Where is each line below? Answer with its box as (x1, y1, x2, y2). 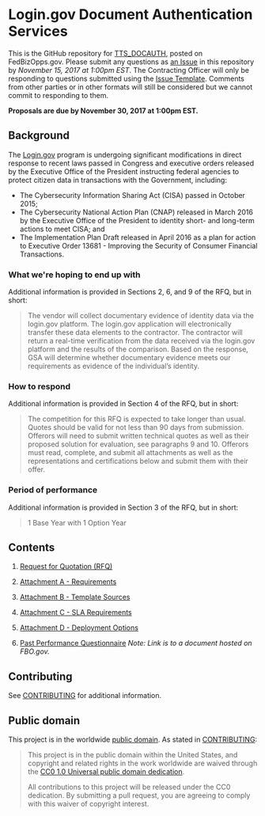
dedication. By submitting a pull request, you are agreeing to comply (27, 791, 251, 800)
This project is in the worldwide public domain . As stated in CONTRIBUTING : (8, 734, 258, 745)
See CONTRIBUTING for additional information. (8, 691, 162, 700)
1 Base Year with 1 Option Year (27, 518, 127, 527)
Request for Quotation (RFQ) (19, 562, 113, 571)
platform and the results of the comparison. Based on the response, (27, 344, 249, 354)
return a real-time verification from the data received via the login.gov (27, 336, 256, 346)
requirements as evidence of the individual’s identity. (27, 362, 200, 371)
